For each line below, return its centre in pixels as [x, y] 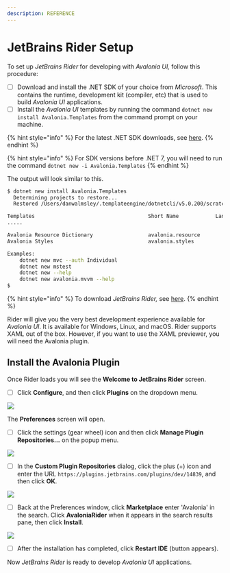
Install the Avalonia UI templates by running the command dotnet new [115, 109]
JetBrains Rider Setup [71, 47]
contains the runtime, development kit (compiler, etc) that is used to [112, 95]
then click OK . [37, 481]
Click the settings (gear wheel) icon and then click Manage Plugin [110, 432]
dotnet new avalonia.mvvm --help [67, 279]
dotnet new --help [46, 273]
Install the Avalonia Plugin [64, 363]
